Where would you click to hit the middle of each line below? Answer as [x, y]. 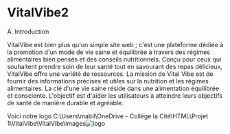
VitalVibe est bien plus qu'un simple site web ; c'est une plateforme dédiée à [115, 44]
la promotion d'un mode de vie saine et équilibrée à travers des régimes [109, 52]
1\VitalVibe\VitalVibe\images [47, 123]
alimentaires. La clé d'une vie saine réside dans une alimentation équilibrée [113, 88]
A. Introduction [28, 31]
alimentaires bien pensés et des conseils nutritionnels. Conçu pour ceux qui [114, 59]
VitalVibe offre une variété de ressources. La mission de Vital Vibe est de [110, 74]
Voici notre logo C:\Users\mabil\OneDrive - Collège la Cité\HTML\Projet [107, 116]
